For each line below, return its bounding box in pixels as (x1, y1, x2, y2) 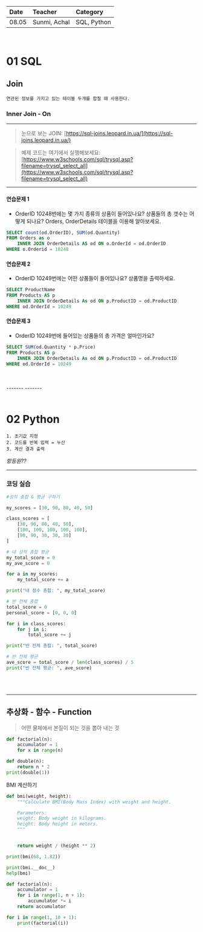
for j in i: (17, 626, 47, 632)
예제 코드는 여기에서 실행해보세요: (21, 149, 101, 156)
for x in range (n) (17, 747, 63, 754)
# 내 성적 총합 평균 (6, 549, 50, 555)
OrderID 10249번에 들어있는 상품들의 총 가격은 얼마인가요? (14, 332, 155, 339)
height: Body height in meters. (17, 821, 98, 827)
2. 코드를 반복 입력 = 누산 (6, 440, 65, 446)
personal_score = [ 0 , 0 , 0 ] (6, 609, 77, 615)
